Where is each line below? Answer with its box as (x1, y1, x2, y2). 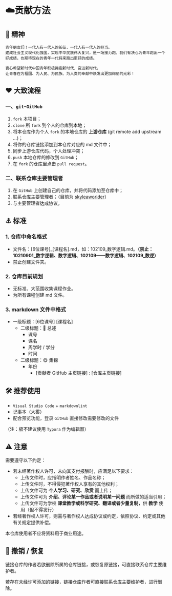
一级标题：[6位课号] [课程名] (12, 319, 73, 325)
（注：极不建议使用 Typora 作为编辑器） (5, 426, 89, 432)
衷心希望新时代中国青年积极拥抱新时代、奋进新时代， (5, 66, 101, 71)
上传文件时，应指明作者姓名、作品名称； (20, 474, 106, 480)
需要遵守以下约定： (5, 457, 46, 463)
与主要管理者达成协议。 (12, 200, 62, 206)
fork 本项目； (12, 116, 42, 122)
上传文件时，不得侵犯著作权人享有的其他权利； (20, 480, 119, 487)
